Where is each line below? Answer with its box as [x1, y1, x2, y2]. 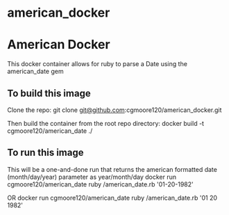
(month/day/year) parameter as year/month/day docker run [7, 173, 177, 181]
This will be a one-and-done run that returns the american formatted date [7, 165, 217, 173]
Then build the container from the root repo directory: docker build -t [7, 119, 205, 127]
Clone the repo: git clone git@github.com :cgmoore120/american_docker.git [7, 106, 222, 114]
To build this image [7, 87, 92, 99]
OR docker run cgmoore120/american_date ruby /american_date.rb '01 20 [7, 193, 217, 202]
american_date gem [7, 67, 64, 76]
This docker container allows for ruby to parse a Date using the [7, 60, 187, 68]
